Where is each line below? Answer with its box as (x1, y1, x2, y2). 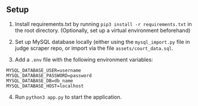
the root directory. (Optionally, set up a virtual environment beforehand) (14, 27, 191, 34)
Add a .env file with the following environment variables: (14, 56, 153, 63)
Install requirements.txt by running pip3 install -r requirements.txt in (14, 20, 192, 27)
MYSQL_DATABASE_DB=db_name (6, 78, 73, 83)
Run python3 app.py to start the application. (14, 93, 122, 100)
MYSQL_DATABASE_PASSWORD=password (6, 72, 92, 79)
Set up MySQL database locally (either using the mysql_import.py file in (14, 38, 190, 45)
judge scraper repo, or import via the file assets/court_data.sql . (14, 44, 174, 52)
